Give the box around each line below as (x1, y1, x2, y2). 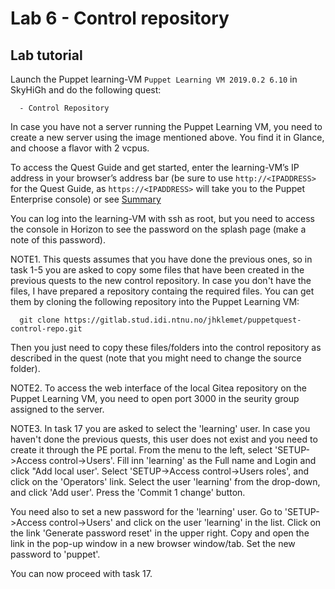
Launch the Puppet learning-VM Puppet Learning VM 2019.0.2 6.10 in (10, 73, 298, 85)
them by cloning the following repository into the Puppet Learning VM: (10, 296, 300, 307)
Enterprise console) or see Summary (10, 193, 162, 205)
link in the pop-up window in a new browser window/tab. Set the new (10, 538, 296, 549)
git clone (19, 315, 60, 325)
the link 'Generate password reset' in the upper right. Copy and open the (10, 527, 310, 539)
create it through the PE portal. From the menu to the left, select (10, 444, 273, 456)
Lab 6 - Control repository (10, 7, 230, 30)
